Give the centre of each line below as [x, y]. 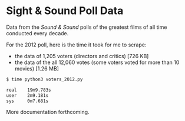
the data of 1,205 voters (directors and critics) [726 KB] [82, 56]
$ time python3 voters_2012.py [44, 79]
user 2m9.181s [27, 95]
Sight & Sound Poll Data [65, 11]
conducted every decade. [37, 33]
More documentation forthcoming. [48, 112]
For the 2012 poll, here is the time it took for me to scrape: [76, 45]
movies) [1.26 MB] [37, 68]
